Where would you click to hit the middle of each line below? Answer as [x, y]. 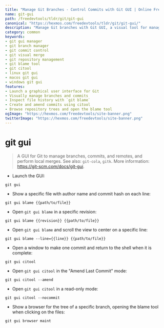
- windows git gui [24, 82]
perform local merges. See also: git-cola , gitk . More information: [83, 161]
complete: [22, 253]
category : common [23, 32]
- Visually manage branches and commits [47, 96]
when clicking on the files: [38, 312]
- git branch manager [27, 46]
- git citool [18, 69]
